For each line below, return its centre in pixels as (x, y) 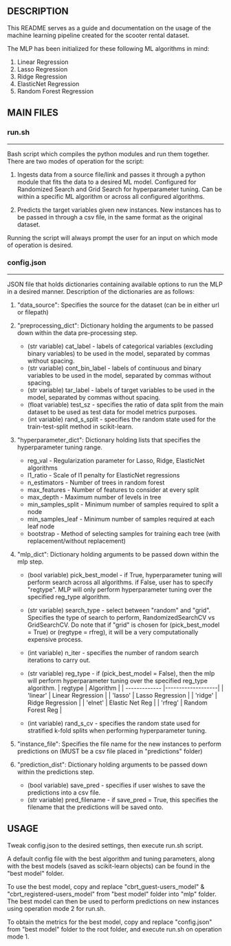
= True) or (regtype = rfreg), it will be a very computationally (113, 632)
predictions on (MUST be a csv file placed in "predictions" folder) (110, 751)
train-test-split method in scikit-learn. (80, 427)
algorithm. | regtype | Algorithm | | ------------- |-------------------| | (125, 688)
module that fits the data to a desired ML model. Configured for (107, 182)
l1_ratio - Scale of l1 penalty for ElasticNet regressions (103, 475)
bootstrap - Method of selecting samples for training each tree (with (124, 533)
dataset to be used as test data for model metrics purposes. (112, 411)
